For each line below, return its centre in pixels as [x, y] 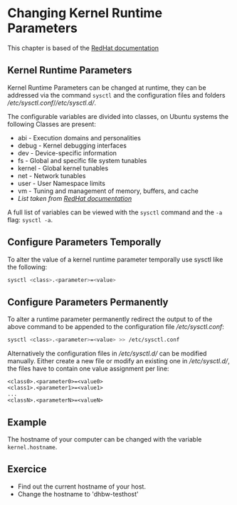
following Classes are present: [52, 124]
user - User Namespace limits [61, 183]
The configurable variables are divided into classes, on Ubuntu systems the [118, 116]
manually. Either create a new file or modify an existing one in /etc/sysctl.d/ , [118, 361]
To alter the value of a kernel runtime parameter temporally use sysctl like [115, 259]
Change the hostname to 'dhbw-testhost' [78, 494]
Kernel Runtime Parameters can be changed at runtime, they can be [107, 88]
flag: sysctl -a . [30, 219]
